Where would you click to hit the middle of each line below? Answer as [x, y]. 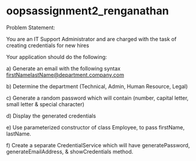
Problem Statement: [31, 27]
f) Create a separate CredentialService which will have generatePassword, [98, 145]
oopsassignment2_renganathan [88, 11]
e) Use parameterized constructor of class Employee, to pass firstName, [95, 127]
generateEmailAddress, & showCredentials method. [70, 151]
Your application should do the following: [57, 57]
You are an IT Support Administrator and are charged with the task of [91, 39]
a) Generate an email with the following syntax [64, 68]
